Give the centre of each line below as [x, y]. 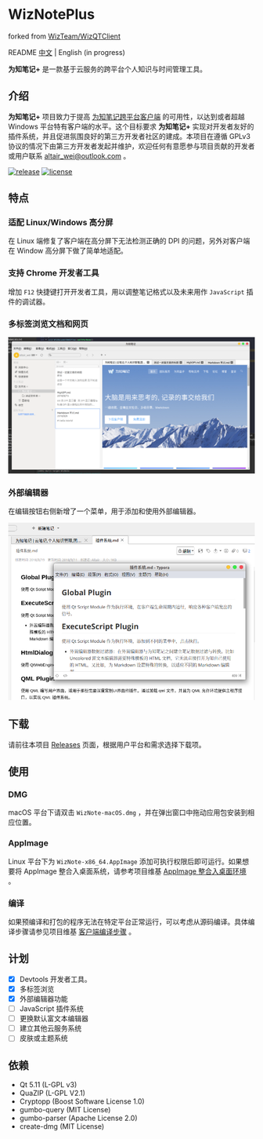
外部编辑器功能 [43, 999]
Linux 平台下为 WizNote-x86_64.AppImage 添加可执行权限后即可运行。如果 [125, 861]
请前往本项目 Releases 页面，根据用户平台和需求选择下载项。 [107, 744]
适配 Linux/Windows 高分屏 [61, 223]
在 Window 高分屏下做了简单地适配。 [68, 251]
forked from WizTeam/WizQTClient [65, 36]
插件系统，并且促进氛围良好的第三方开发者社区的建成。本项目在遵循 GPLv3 [129, 136]
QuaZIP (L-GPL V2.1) [52, 1093]
